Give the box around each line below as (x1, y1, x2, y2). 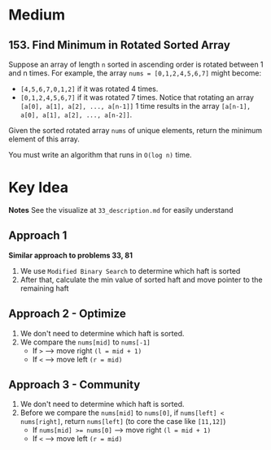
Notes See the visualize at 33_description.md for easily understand (8, 205, 234, 214)
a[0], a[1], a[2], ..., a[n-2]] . (20, 110, 133, 119)
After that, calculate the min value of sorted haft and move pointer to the (20, 275, 263, 284)
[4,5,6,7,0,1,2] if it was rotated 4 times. (20, 84, 159, 93)
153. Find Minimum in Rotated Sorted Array (8, 38, 230, 52)
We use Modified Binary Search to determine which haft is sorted (20, 266, 241, 275)
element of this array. (8, 134, 80, 144)
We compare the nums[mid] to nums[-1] (20, 337, 151, 347)
